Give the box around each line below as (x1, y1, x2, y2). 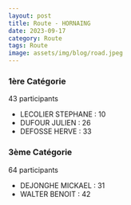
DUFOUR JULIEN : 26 (19, 118, 91, 128)
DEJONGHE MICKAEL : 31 (19, 180, 105, 190)
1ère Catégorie (8, 76, 66, 87)
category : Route (8, 34, 62, 43)
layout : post (8, 11, 52, 20)
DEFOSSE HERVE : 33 (19, 126, 92, 137)
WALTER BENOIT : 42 (19, 189, 91, 199)
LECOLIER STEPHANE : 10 (19, 109, 106, 119)
